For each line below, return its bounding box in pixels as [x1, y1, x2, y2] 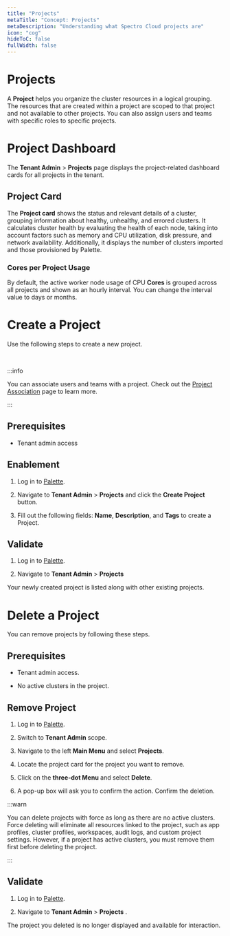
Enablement [7, 459, 60, 470]
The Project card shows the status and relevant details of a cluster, [7, 209, 197, 217]
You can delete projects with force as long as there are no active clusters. [7, 813, 215, 822]
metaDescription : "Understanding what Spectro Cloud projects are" [7, 23, 205, 30]
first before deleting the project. [7, 842, 97, 851]
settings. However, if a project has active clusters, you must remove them [7, 835, 215, 844]
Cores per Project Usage [7, 262, 91, 272]
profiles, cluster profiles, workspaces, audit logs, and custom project [7, 828, 201, 836]
